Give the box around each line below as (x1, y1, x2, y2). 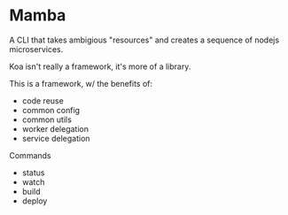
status (21, 167, 45, 178)
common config (21, 104, 81, 115)
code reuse (21, 95, 64, 106)
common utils (21, 114, 73, 125)
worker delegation (21, 123, 89, 134)
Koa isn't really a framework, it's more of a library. (9, 61, 191, 72)
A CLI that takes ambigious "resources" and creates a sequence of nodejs (9, 35, 280, 45)
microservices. (9, 43, 64, 54)
